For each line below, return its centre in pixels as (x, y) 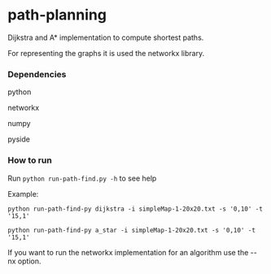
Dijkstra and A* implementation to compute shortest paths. (106, 37)
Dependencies (37, 74)
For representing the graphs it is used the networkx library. (106, 53)
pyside (19, 139)
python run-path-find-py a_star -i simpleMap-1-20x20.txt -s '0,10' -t (131, 230)
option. (29, 261)
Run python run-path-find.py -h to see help (82, 178)
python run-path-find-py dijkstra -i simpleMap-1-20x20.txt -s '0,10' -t (135, 209)
